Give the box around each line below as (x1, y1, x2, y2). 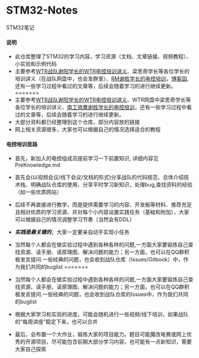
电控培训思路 (6, 140, 37, 148)
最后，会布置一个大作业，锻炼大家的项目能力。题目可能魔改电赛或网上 (14, 331, 187, 338)
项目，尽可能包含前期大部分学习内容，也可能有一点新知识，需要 (35, 338, 192, 346)
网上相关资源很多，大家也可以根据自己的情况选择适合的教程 (14, 126, 161, 133)
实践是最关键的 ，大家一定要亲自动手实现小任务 (14, 229, 129, 236)
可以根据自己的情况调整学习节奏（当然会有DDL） (14, 216, 135, 223)
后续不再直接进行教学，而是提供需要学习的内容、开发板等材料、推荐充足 (14, 201, 192, 208)
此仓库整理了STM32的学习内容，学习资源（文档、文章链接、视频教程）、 (14, 53, 192, 60)
